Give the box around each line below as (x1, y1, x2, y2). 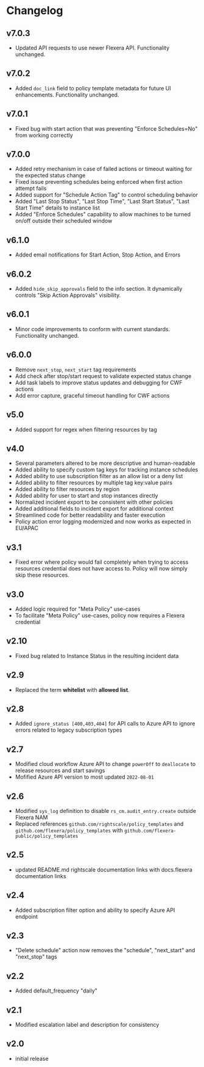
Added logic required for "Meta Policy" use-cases (15, 605, 141, 613)
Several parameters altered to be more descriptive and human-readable (15, 459, 196, 467)
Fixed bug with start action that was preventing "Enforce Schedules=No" (15, 125, 198, 132)
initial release (15, 1055, 49, 1062)
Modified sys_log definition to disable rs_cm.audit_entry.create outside (15, 807, 197, 814)
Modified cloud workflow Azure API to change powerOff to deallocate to (15, 760, 196, 768)
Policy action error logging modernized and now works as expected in (15, 518, 191, 525)
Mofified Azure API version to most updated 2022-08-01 (15, 773, 154, 781)
